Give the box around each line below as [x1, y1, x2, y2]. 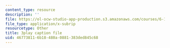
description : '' [5, 12, 39, 17]
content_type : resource [5, 7, 56, 12]
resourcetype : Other [5, 26, 49, 31]
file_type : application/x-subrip [5, 21, 76, 26]
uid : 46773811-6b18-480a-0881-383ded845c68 [5, 35, 99, 40]
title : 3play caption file [5, 30, 62, 35]
